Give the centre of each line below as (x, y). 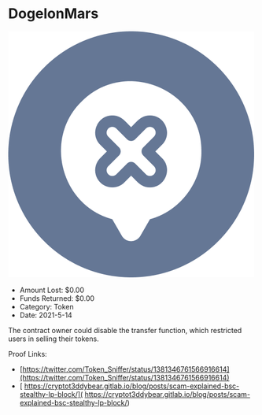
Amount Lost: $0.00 (52, 290)
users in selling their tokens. (54, 339)
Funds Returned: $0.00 (57, 298)
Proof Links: (28, 354)
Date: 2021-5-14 (46, 315)
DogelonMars (54, 14)
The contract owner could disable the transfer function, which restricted (125, 330)
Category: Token (46, 306)
